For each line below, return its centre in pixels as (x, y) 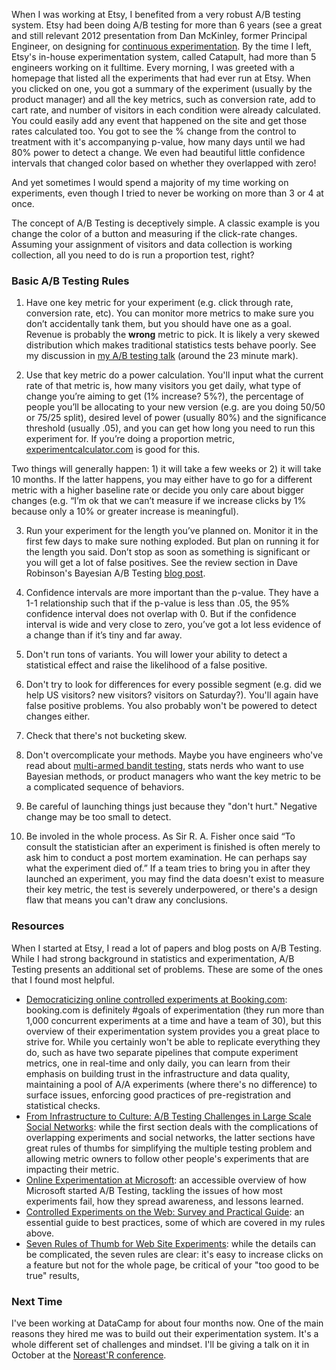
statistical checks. (63, 1105)
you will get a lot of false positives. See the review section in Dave (161, 563)
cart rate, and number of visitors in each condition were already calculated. (166, 110)
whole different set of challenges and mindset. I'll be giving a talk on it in (160, 1344)
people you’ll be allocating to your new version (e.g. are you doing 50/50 (175, 407)
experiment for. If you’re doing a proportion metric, (130, 439)
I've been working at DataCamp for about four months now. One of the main (167, 1323)
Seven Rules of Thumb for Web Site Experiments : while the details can (171, 1243)
